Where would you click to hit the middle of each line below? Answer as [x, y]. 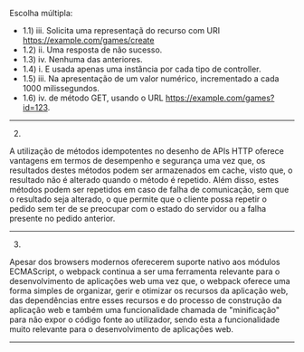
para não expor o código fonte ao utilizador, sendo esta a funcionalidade [145, 319]
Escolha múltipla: [41, 13]
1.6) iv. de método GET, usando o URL [93, 98]
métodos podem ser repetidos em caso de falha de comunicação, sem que [149, 190]
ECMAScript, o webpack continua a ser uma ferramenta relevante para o [145, 271]
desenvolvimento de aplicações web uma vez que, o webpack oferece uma [150, 281]
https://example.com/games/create [88, 40]
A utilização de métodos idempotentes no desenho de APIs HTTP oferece [147, 151]
